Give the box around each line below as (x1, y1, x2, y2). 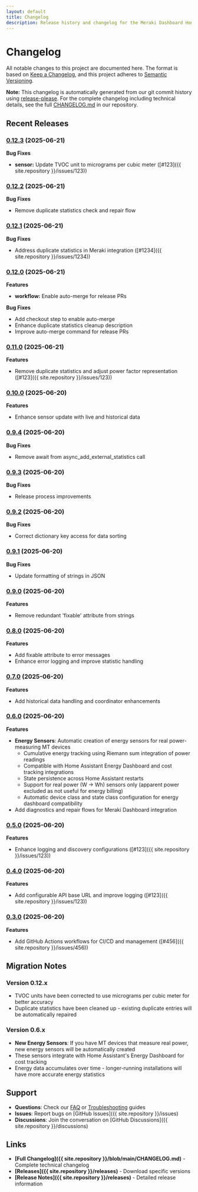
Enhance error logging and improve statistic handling (14, 657, 143, 665)
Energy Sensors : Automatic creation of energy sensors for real (14, 737, 168, 744)
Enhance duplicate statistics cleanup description (14, 322, 133, 329)
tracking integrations (23, 768, 74, 775)
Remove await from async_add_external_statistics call (14, 453, 146, 460)
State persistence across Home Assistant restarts (23, 775, 144, 782)
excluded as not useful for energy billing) (23, 787, 124, 794)
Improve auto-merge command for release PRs (14, 328, 129, 335)
